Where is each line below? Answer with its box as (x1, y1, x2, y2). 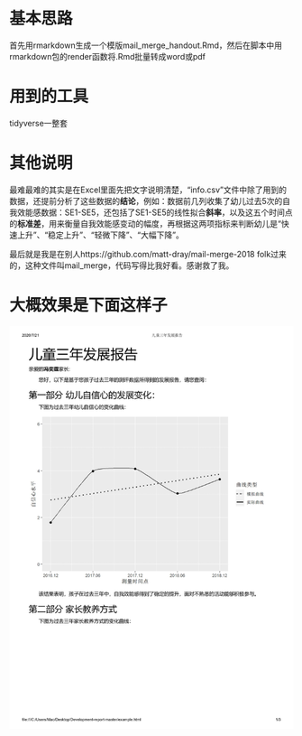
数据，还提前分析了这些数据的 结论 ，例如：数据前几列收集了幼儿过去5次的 (9, 195, 283, 206)
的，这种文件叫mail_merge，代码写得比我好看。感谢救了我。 (9, 259, 234, 271)
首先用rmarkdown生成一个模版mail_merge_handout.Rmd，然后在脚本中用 (9, 40, 282, 51)
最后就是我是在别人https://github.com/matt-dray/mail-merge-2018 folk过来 (9, 248, 287, 259)
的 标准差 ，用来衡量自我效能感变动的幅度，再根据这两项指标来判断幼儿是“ (9, 218, 282, 228)
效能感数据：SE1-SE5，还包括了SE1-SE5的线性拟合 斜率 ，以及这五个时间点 (16, 207, 293, 218)
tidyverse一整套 (9, 117, 69, 128)
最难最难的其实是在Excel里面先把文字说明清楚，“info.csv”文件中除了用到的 (9, 184, 287, 195)
